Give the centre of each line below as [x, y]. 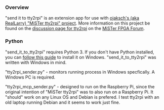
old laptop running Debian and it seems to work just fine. [62, 102]
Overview [17, 7]
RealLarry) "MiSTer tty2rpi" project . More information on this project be [78, 23]
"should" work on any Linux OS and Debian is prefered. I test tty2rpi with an [82, 97]
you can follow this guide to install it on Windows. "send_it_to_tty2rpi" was [81, 57]
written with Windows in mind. [36, 62]
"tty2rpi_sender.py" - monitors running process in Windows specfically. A [80, 72]
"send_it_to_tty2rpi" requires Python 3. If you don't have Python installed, [80, 52]
